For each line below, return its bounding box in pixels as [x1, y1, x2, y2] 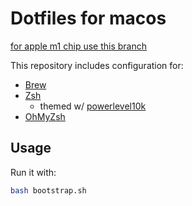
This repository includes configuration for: [10, 59, 184, 71]
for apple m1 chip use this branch [10, 40, 147, 52]
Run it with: [10, 166, 57, 178]
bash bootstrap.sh [10, 185, 87, 196]
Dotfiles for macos [10, 7, 167, 30]
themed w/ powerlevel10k [39, 100, 147, 112]
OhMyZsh [24, 110, 66, 122]
